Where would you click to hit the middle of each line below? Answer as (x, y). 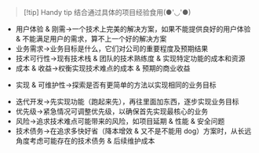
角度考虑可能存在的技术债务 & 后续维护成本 (85, 141)
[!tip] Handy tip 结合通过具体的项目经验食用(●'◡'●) (107, 12)
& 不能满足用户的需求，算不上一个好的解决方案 (91, 39)
